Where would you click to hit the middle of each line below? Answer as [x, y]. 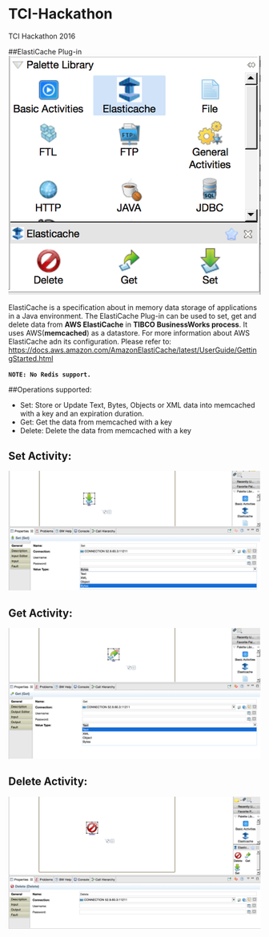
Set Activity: [40, 456]
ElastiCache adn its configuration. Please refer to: [90, 342]
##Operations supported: [50, 390]
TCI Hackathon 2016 [42, 36]
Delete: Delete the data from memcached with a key [106, 431]
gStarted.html [31, 359]
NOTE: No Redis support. [50, 375]
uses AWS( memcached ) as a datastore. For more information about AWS [129, 333]
